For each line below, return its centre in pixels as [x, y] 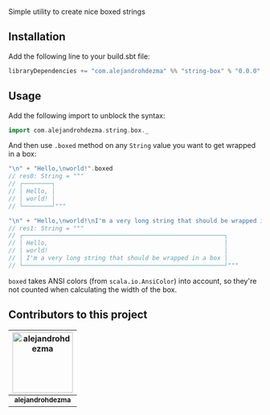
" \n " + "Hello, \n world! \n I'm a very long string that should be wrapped [133, 220]
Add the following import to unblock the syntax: [87, 115]
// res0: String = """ [46, 176]
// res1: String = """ [46, 228]
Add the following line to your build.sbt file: [79, 56]
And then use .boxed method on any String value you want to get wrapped [132, 146]
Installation [37, 37]
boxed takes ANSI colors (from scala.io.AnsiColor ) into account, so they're [133, 281]
